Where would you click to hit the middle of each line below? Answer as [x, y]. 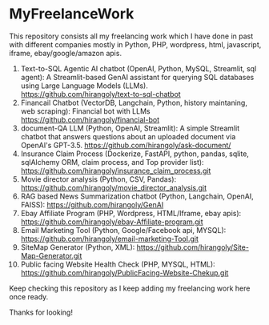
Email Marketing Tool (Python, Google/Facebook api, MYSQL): [123, 230]
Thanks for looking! [41, 312]
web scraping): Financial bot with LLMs [85, 111]
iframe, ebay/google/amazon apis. [66, 53]
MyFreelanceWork [72, 14]
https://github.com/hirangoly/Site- [193, 247]
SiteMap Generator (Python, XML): [78, 247]
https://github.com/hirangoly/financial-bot [90, 119]
